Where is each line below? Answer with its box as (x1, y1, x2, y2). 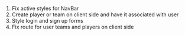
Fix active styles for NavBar (11, 5, 79, 12)
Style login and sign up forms (11, 17, 84, 24)
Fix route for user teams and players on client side (11, 23, 134, 30)
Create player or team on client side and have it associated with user (11, 11, 179, 18)
